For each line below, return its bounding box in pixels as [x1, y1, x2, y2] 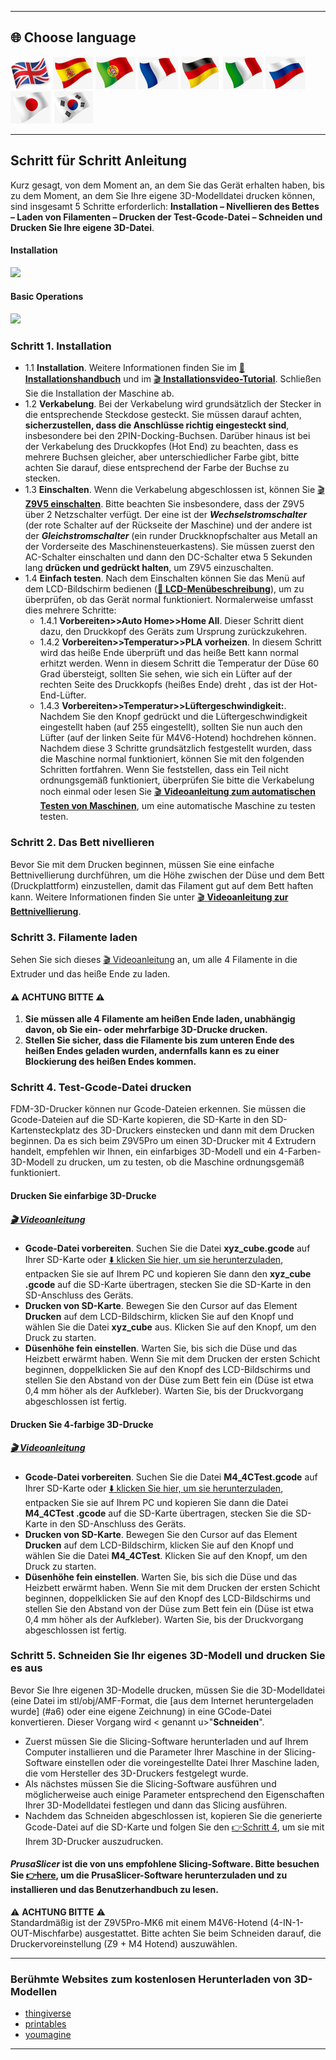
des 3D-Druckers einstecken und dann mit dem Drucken [82, 1124, 315, 1136]
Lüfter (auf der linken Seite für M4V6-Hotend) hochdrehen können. [39, 732, 317, 744]
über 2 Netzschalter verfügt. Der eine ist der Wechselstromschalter [24, 509, 308, 521]
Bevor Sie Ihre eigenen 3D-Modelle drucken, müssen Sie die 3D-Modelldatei [10, 1684, 325, 1696]
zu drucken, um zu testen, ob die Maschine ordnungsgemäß [56, 1156, 305, 1168]
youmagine [24, 2029, 72, 2041]
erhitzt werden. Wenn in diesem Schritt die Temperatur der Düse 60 [39, 657, 320, 670]
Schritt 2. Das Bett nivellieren [10, 836, 155, 850]
